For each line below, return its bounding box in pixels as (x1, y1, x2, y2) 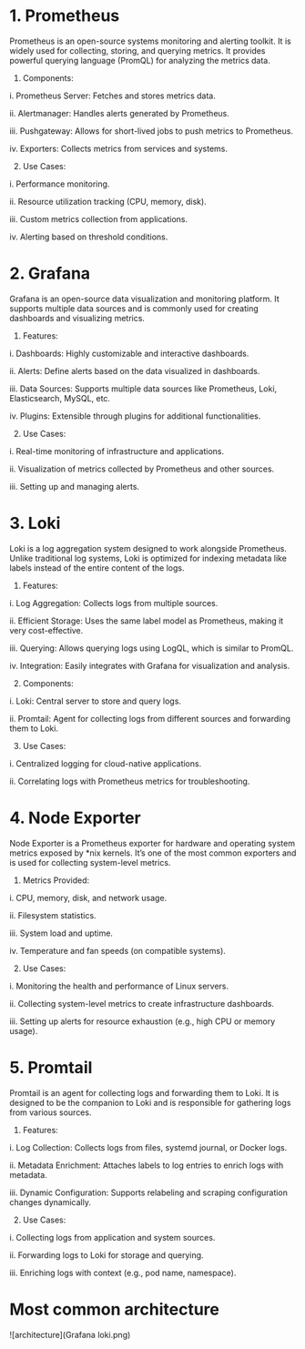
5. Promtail (9, 1057, 93, 1078)
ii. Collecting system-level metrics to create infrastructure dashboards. (9, 998, 275, 1009)
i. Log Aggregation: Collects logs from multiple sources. (9, 597, 219, 608)
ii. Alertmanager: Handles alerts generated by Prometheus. (9, 107, 229, 118)
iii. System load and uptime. (9, 928, 114, 938)
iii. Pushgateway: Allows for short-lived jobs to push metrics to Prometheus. (9, 125, 294, 137)
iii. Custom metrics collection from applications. (9, 213, 188, 224)
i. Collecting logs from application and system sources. (9, 1232, 216, 1242)
